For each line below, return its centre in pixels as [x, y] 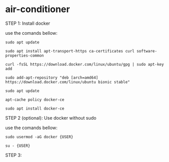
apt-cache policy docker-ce [35, 99]
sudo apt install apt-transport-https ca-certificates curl [70, 51]
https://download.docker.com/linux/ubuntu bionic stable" [68, 82]
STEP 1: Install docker [28, 23]
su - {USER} [18, 146]
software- [147, 51]
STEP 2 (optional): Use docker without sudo [51, 118]
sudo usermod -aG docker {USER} [39, 137]
